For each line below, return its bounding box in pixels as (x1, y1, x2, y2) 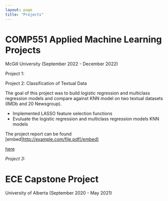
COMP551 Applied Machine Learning (5, 34, 162, 45)
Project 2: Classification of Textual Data (5, 80, 87, 86)
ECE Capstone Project (5, 173, 99, 185)
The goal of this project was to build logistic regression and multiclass (5, 90, 150, 96)
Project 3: (5, 156, 26, 162)
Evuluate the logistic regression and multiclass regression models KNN (12, 116, 159, 122)
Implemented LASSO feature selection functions (12, 111, 113, 117)
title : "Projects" (5, 12, 44, 17)
